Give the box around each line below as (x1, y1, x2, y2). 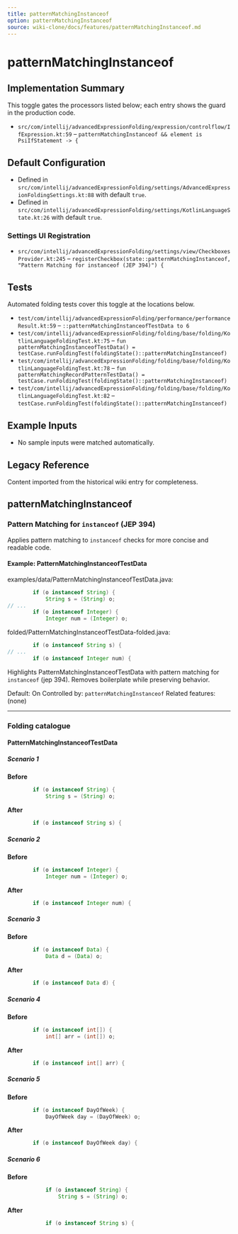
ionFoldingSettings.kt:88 (17, 192, 94, 199)
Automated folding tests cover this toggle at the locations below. (7, 300, 195, 308)
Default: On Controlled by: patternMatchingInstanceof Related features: (7, 689, 216, 697)
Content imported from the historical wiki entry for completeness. (7, 477, 198, 486)
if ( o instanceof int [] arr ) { (33, 1060, 125, 1067)
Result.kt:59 (17, 323, 57, 330)
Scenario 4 (7, 994, 41, 1004)
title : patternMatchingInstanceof (7, 10, 110, 18)
